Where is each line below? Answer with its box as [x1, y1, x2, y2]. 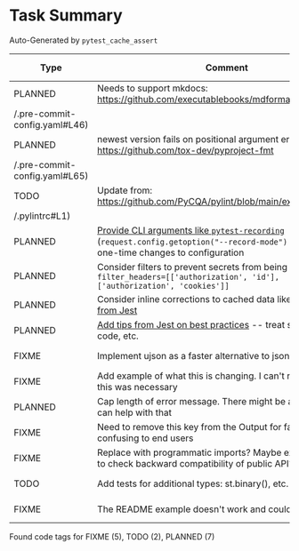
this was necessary [97, 380, 178, 393]
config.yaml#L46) [13, 118, 89, 131]
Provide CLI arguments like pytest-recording [97, 224, 285, 236]
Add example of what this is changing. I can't [97, 370, 285, 382]
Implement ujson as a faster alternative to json [97, 349, 290, 362]
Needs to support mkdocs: [97, 82, 208, 94]
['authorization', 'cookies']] [97, 281, 230, 291]
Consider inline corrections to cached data [97, 292, 276, 305]
